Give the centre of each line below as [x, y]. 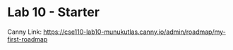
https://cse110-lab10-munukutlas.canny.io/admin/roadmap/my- [135, 32]
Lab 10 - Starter [54, 12]
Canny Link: [25, 32]
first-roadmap [28, 39]
